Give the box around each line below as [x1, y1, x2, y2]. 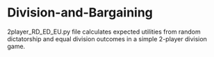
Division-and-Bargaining [7, 5, 153, 21]
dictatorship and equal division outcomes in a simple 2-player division [7, 34, 207, 43]
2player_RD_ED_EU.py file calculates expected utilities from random [7, 27, 201, 36]
